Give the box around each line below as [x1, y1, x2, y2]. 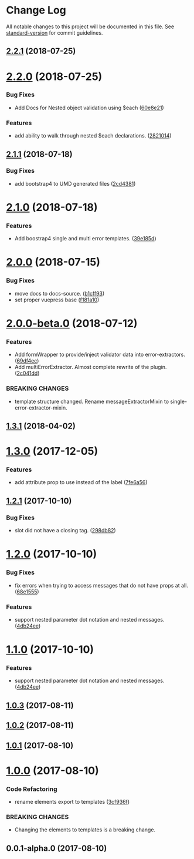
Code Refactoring [6, 785, 57, 793]
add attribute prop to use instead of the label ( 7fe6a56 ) [14, 479, 148, 486]
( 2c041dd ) [14, 370, 40, 377]
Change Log [6, 4, 66, 17]
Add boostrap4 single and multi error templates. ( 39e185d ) [14, 235, 156, 242]
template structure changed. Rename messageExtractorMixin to [14, 398, 169, 405]
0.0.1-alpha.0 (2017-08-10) [6, 843, 107, 853]
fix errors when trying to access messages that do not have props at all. [14, 582, 189, 589]
